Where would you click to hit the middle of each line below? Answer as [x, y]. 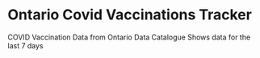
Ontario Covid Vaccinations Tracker [130, 15]
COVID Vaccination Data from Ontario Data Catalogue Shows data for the [129, 37]
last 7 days [25, 45]
